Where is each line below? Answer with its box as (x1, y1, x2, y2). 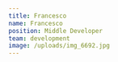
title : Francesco (8, 11, 67, 20)
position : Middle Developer (8, 27, 103, 35)
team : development (8, 34, 70, 43)
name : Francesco (8, 19, 63, 27)
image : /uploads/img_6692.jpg (8, 42, 111, 50)
